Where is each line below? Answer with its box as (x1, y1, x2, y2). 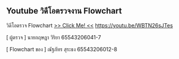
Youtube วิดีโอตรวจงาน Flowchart (6, 6, 122, 16)
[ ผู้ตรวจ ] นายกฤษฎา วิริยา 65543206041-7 (6, 33, 101, 41)
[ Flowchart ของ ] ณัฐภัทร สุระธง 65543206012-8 (6, 45, 118, 52)
